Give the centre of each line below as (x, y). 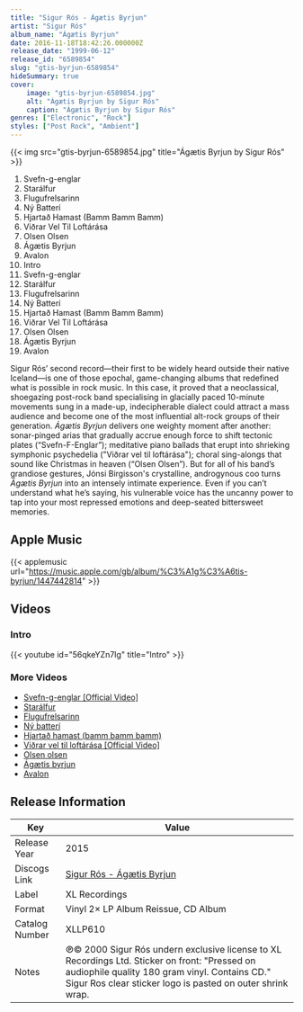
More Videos (39, 677)
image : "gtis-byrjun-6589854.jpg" (91, 93)
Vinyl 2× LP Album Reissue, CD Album (146, 909)
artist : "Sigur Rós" (49, 26)
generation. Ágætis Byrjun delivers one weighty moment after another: (141, 425)
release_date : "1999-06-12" (63, 51)
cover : (22, 85)
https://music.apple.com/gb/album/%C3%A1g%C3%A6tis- (138, 571)
